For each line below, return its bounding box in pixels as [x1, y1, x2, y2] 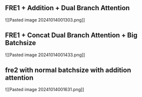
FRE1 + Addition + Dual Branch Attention [5, 4, 130, 12]
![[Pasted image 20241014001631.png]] [5, 87, 84, 93]
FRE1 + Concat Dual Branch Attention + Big [5, 31, 138, 40]
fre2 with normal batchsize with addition [5, 66, 131, 74]
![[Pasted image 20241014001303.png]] [5, 17, 85, 23]
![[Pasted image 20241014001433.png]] [5, 51, 85, 58]
